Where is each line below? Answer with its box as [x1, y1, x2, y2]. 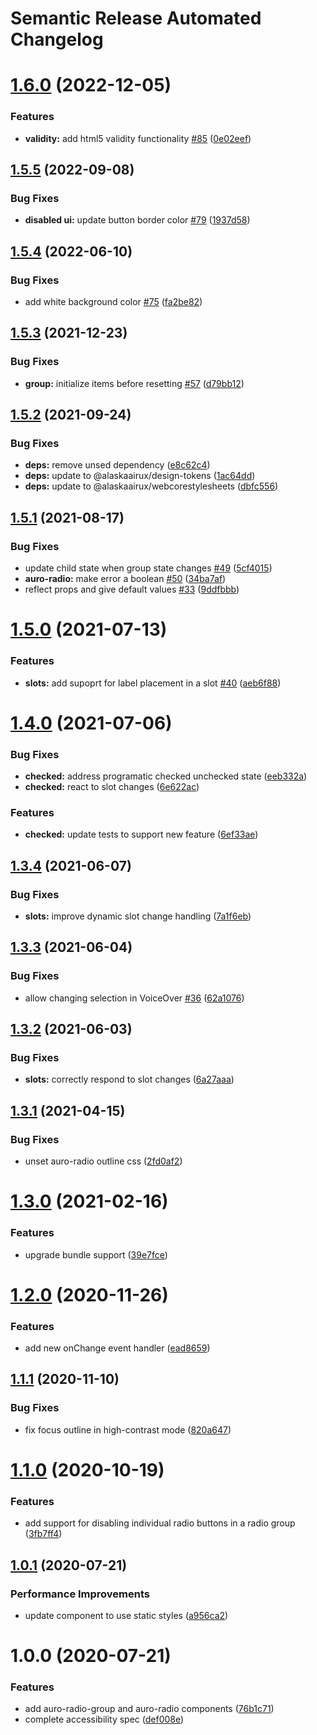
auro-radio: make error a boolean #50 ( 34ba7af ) [24, 573, 227, 585]
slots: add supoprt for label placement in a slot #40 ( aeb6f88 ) [24, 677, 282, 689]
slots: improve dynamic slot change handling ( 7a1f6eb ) [24, 910, 252, 922]
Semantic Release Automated [10, 7, 262, 30]
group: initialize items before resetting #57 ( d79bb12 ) [24, 377, 245, 389]
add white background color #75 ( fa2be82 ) [24, 296, 203, 308]
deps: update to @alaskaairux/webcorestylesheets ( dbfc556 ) [24, 480, 279, 492]
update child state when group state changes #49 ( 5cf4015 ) [24, 562, 273, 574]
